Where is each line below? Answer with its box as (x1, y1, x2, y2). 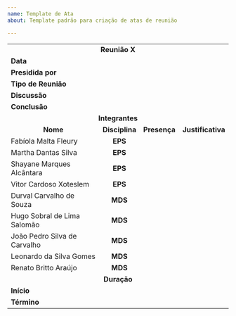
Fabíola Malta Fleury (11, 136, 78, 146)
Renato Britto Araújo (11, 263, 77, 272)
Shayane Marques (11, 159, 71, 169)
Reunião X (100, 44, 136, 54)
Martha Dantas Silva (11, 147, 77, 157)
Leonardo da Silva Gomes (11, 251, 96, 261)
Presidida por (11, 68, 57, 77)
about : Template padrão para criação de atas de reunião (7, 17, 178, 24)
